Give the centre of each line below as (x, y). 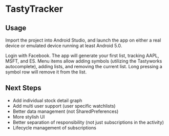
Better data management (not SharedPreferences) (66, 111)
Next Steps (23, 88)
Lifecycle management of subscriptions (54, 128)
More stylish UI (29, 116)
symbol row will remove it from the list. (46, 72)
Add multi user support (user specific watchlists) (64, 106)
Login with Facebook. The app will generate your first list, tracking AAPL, (82, 55)
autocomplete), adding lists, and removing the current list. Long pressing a (84, 66)
